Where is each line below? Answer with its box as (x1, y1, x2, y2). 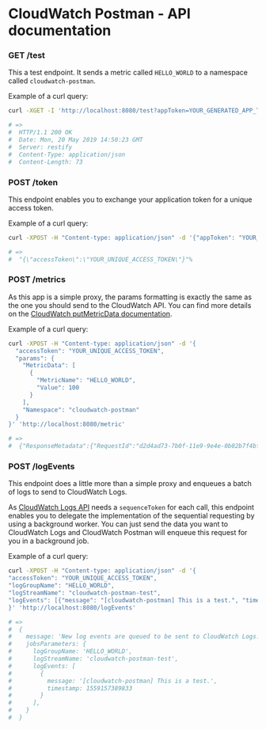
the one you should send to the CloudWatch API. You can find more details (8, 300, 252, 309)
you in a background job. (8, 536, 89, 546)
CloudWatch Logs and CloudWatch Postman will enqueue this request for (8, 528, 248, 537)
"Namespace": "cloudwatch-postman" (22, 405, 140, 414)
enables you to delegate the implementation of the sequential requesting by (8, 511, 255, 521)
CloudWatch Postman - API (8, 5, 192, 23)
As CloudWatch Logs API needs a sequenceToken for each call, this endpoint (8, 503, 255, 512)
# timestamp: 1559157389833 (8, 684, 133, 693)
